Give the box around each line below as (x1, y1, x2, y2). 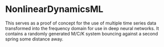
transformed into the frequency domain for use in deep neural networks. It (5, 25, 159, 31)
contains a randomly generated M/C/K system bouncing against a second (5, 30, 158, 36)
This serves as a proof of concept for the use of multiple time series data (5, 20, 156, 26)
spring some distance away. (5, 36, 64, 42)
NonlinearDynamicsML (5, 3, 104, 15)
